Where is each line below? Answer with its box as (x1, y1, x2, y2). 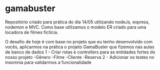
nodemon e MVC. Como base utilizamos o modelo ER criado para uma (5, 24, 146, 30)
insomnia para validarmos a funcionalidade (5, 59, 92, 65)
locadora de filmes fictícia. (5, 29, 59, 35)
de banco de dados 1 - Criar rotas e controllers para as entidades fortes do (5, 49, 156, 55)
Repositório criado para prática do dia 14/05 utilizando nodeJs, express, (5, 19, 150, 25)
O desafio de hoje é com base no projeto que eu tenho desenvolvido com (5, 38, 153, 44)
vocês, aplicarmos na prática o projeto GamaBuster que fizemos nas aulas (5, 44, 155, 50)
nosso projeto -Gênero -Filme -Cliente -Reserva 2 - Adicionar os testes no (5, 54, 155, 60)
